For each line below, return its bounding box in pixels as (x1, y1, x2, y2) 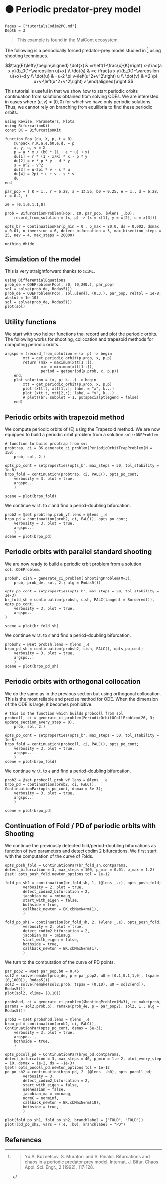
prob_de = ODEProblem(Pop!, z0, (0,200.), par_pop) (5, 282, 114, 287)
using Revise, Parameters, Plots (5, 119, 75, 124)
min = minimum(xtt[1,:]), (40, 364, 94, 370)
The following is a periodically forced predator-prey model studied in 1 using (5, 46, 161, 53)
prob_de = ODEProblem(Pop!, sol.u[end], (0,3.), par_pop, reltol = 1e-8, (5, 291, 162, 296)
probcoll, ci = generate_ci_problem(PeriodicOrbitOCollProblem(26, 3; (5, 715, 155, 720)
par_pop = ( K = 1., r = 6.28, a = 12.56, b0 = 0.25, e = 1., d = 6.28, (5, 189, 159, 194)
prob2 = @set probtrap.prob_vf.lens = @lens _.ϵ (5, 512, 108, 517)
